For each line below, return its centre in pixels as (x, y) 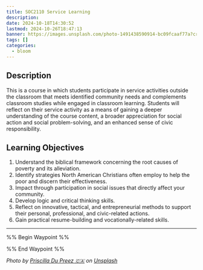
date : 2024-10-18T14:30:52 (40, 23)
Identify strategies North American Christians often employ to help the (102, 175)
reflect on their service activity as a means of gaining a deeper (84, 109)
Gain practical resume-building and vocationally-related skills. (92, 220)
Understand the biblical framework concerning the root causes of (96, 162)
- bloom (21, 51)
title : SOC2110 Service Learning (48, 12)
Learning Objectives (45, 148)
